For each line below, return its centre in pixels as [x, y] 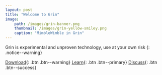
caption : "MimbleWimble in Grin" [49, 33]
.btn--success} [21, 67]
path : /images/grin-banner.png [47, 24]
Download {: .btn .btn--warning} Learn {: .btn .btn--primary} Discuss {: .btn [81, 62]
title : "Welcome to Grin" [32, 14]
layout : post [19, 10]
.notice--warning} [24, 52]
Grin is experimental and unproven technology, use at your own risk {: [77, 47]
